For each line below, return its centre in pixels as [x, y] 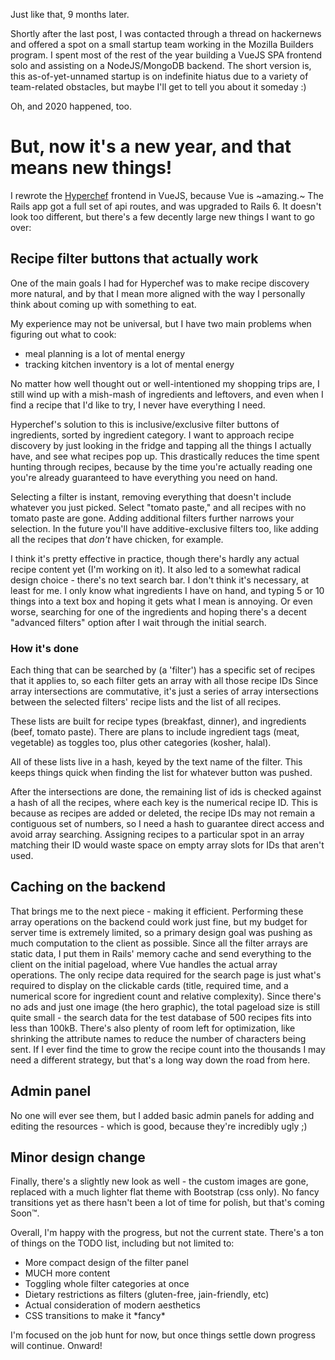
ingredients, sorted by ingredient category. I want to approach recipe [152, 435]
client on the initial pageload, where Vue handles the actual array [144, 964]
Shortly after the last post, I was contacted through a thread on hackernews [166, 33]
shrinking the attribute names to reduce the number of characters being [158, 1038]
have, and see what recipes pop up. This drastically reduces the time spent [165, 456]
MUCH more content [67, 1273]
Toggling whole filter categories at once [107, 1284]
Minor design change [78, 1157]
